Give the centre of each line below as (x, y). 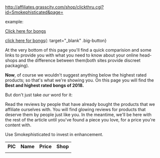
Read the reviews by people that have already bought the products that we (80, 104)
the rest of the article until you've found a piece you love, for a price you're (80, 120)
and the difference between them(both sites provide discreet (79, 60)
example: (14, 22)
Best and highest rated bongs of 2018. (45, 85)
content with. (18, 125)
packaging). (17, 66)
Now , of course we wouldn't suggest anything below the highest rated (76, 75)
